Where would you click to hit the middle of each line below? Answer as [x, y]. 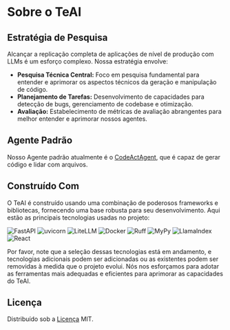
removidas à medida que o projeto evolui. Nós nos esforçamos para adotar [113, 266]
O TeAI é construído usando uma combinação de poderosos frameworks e [113, 203]
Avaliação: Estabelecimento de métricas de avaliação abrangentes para [119, 111]
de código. [32, 89]
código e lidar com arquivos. [48, 164]
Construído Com [43, 186]
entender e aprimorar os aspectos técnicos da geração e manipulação [117, 82]
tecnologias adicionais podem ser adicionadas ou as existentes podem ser [113, 259]
